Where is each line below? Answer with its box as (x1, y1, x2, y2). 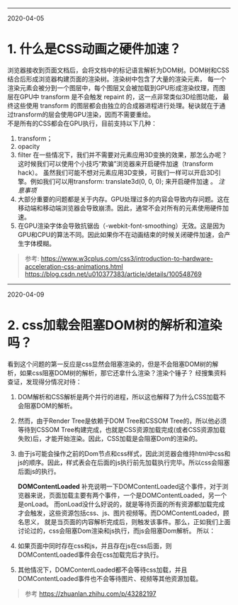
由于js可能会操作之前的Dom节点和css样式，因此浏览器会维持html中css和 (17, 449, 231, 457)
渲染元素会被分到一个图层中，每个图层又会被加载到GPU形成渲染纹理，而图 (7, 83, 225, 92)
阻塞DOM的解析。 (23, 401, 76, 410)
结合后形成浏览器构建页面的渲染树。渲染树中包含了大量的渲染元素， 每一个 (7, 74, 227, 83)
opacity (17, 142, 40, 150)
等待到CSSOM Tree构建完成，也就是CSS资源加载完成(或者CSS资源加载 (17, 425, 226, 433)
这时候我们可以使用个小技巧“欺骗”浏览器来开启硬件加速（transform (17, 159, 214, 167)
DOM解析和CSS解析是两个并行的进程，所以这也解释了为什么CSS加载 (17, 392, 220, 401)
